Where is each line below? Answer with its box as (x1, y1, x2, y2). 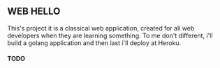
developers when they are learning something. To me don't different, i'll (7, 31, 213, 40)
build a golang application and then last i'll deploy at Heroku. (7, 38, 182, 47)
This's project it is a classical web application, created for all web (7, 24, 195, 32)
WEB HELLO (7, 6, 61, 17)
